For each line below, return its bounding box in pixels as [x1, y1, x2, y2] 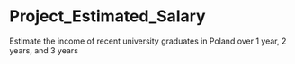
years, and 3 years [9, 44, 79, 55]
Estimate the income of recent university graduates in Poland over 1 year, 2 [9, 36, 287, 46]
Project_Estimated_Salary [9, 6, 206, 27]
